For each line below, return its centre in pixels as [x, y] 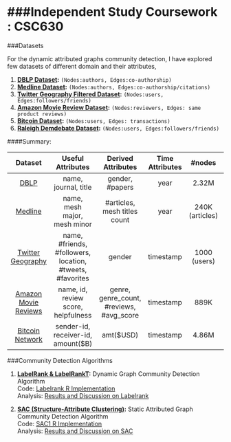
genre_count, [120, 298]
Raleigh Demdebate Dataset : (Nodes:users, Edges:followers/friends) [118, 128]
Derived [120, 158]
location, [73, 261]
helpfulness [73, 315]
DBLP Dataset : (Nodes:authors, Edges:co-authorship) [94, 79]
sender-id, [73, 326]
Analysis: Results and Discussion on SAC [75, 431]
